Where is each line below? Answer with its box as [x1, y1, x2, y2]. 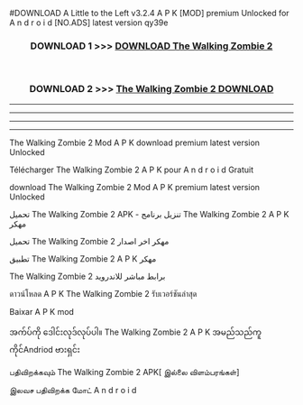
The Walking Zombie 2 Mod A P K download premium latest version [9, 137, 260, 148]
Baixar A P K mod [9, 306, 75, 317]
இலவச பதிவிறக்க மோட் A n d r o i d [9, 384, 137, 395]
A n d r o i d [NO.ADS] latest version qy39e [9, 17, 169, 28]
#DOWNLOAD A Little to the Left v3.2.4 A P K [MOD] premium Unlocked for [9, 8, 290, 18]
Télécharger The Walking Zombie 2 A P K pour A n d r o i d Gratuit [9, 164, 254, 175]
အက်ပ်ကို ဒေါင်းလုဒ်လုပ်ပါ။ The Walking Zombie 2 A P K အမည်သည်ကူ [9, 327, 262, 337]
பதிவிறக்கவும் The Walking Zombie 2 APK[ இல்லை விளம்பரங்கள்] [9, 366, 240, 377]
